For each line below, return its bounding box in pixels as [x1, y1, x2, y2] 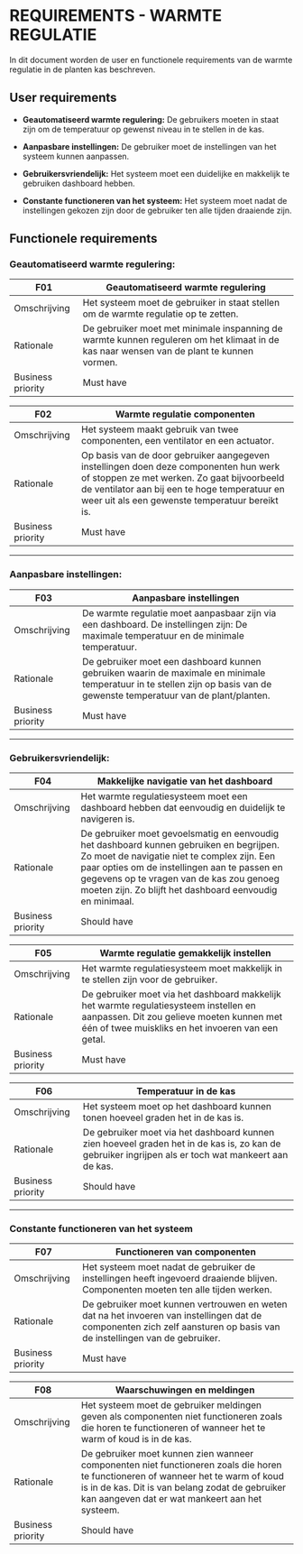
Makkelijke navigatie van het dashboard [96, 775, 273, 787]
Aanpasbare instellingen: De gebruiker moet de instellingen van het [22, 141, 277, 152]
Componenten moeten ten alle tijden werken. [82, 1283, 272, 1296]
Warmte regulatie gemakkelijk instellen [99, 947, 271, 960]
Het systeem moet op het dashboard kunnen [82, 1100, 272, 1113]
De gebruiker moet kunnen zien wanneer [80, 1448, 254, 1460]
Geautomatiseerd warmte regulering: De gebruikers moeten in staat [22, 114, 280, 124]
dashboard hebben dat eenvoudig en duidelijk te [80, 802, 286, 814]
